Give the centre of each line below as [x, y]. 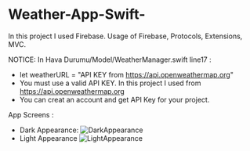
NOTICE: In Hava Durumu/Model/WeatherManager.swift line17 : [110, 59]
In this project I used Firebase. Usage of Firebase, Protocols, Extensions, [125, 36]
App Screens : [31, 114]
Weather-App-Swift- [77, 14]
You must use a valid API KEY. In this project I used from [110, 83]
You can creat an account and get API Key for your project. [114, 99]
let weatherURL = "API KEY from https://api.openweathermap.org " [126, 74]
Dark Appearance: [49, 130]
